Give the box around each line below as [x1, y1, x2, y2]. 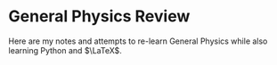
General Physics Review [8, 6, 191, 27]
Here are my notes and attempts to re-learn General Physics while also [8, 36, 268, 46]
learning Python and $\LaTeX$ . [8, 45, 122, 55]
